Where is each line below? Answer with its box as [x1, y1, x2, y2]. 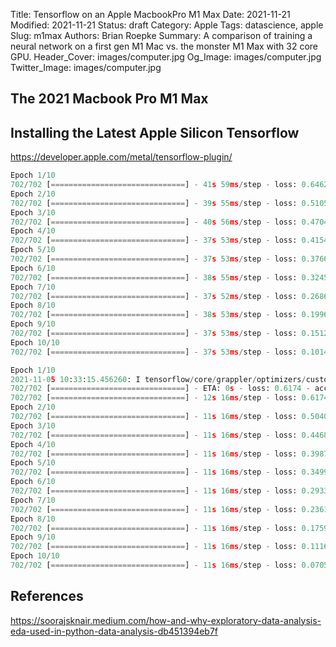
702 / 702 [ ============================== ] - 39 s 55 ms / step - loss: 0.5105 [10, 198, 329, 208]
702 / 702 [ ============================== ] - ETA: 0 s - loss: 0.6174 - [10, 384, 311, 394]
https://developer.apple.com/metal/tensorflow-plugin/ [10, 151, 233, 163]
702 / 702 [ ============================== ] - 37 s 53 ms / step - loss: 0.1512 [10, 329, 329, 339]
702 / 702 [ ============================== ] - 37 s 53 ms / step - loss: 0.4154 [10, 235, 329, 246]
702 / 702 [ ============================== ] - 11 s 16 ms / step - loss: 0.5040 [10, 412, 329, 422]
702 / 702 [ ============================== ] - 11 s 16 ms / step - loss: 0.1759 [10, 523, 329, 533]
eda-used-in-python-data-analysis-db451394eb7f [10, 625, 219, 637]
